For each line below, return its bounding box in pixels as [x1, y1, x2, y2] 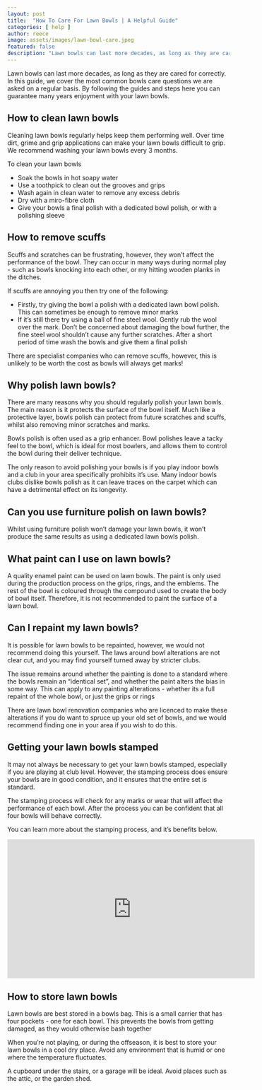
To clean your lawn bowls [7, 160, 82, 168]
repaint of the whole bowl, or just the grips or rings [7, 692, 155, 701]
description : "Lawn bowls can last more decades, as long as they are [7, 50, 220, 57]
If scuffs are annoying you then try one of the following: [7, 286, 169, 295]
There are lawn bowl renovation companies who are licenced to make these [7, 705, 228, 714]
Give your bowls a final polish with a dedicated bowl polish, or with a [17, 203, 218, 212]
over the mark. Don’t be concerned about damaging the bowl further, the [17, 322, 230, 331]
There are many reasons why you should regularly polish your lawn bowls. [7, 398, 224, 406]
